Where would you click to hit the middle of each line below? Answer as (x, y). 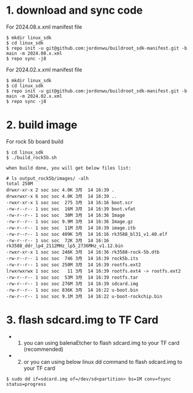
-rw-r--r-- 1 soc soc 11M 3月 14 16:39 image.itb (71, 228)
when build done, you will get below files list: (69, 168)
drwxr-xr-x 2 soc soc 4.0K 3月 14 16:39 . (60, 190)
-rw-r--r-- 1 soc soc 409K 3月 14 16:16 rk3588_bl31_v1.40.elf (87, 234)
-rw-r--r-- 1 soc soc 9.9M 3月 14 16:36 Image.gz (70, 222)
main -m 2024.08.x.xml (34, 53)
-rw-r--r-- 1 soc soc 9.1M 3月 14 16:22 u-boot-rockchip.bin (84, 296)
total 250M (20, 183)
